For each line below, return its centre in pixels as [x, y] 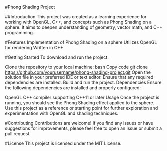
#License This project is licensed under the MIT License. [63, 143]
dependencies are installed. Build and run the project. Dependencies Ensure [83, 82]
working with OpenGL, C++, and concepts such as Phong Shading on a [78, 22]
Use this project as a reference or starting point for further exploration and [82, 108]
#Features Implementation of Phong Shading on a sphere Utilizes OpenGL [81, 42]
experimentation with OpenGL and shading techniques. [62, 113]
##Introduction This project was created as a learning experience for [76, 17]
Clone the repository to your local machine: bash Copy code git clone [77, 67]
